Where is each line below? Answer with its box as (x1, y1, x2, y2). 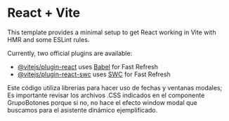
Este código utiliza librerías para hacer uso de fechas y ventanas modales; (7, 83, 223, 92)
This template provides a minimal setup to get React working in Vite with (7, 28, 216, 36)
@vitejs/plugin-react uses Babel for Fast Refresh (17, 62, 159, 71)
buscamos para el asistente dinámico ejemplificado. (7, 106, 158, 114)
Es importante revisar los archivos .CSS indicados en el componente (7, 91, 205, 99)
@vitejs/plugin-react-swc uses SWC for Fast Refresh (17, 70, 171, 78)
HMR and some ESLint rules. (7, 35, 90, 43)
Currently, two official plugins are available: (7, 49, 133, 57)
